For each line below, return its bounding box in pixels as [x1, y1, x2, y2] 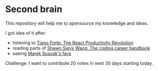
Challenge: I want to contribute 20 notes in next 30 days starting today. [5, 60, 153, 66]
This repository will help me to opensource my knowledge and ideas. [5, 20, 149, 26]
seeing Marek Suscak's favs [12, 50, 72, 56]
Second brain [5, 4, 63, 15]
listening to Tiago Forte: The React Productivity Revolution [12, 39, 134, 46]
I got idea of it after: [5, 30, 46, 36]
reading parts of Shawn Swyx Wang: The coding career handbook [12, 45, 150, 51]
